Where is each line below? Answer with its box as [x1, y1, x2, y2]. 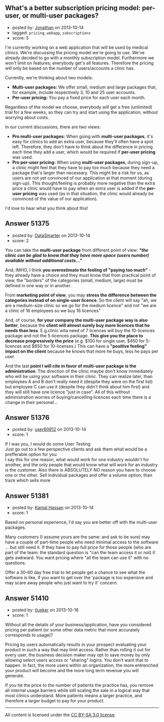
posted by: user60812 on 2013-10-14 [12, 427, 86, 432]
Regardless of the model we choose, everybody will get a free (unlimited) [5, 104, 153, 110]
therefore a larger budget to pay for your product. [5, 698, 105, 704]
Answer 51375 [5, 220, 50, 228]
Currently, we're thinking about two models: [5, 74, 93, 80]
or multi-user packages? [21, 12, 99, 20]
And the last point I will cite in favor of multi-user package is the [5, 363, 137, 369]
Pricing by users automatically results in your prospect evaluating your [5, 642, 147, 648]
